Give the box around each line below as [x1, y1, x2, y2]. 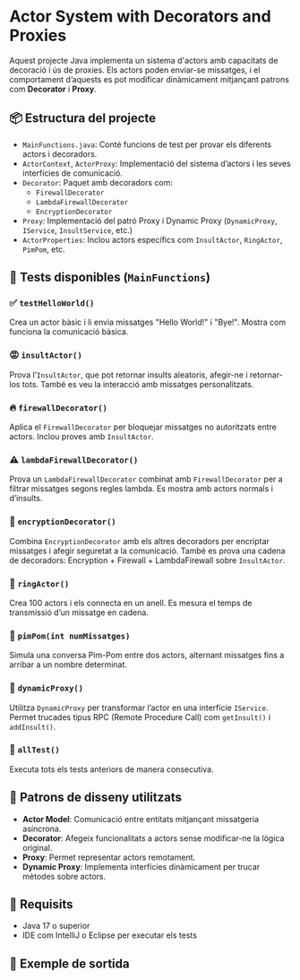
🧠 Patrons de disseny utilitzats [9, 790, 182, 805]
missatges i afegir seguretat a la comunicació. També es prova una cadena [9, 545, 286, 556]
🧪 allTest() [9, 743, 60, 756]
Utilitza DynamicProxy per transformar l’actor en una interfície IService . [9, 702, 269, 713]
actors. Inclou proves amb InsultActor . [9, 431, 154, 442]
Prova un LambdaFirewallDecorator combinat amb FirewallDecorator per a [9, 473, 284, 485]
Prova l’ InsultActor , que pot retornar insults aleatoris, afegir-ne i [9, 369, 248, 380]
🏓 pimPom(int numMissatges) [9, 629, 131, 642]
